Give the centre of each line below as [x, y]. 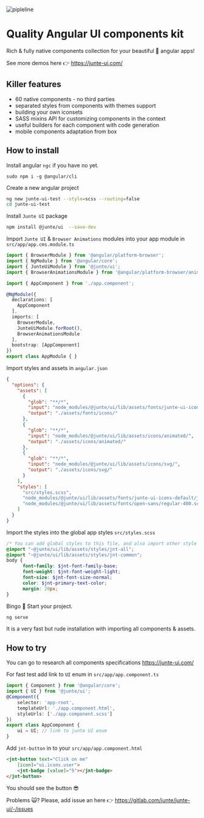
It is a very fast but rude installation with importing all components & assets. [101, 629]
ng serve [17, 617]
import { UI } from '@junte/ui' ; [49, 691]
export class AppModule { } [42, 357]
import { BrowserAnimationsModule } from [59, 272]
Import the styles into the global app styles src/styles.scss [81, 532]
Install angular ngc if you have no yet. [53, 165]
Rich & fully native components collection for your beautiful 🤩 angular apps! [101, 51]
